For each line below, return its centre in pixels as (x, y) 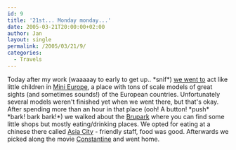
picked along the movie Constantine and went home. (84, 139)
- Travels (28, 60)
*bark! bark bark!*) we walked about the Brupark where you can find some (116, 116)
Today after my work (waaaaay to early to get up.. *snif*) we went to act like (118, 79)
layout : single (29, 40)
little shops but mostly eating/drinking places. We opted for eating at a (109, 124)
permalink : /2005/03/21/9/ (47, 46)
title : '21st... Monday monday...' (59, 20)
